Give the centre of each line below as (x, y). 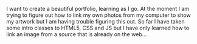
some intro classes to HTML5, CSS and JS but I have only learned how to (98, 28)
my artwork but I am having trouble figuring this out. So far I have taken (95, 21)
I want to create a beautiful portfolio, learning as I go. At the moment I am (98, 9)
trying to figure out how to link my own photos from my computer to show (99, 15)
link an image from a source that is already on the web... (77, 34)
